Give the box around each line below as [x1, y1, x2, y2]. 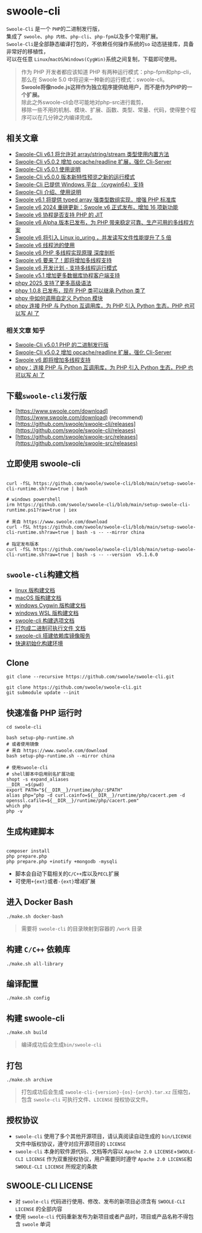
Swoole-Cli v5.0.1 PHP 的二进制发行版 [15, 341, 109, 349]
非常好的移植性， [6, 47, 49, 55]
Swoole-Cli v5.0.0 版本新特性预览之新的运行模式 [15, 173, 135, 180]
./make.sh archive [6, 1077, 53, 1083]
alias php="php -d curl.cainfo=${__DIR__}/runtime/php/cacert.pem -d [6, 792, 186, 798]
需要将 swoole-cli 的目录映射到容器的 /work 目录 [21, 924, 142, 932]
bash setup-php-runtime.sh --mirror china [6, 753, 115, 759]
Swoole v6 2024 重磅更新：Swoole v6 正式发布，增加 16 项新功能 [15, 203, 178, 210]
